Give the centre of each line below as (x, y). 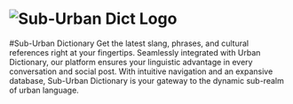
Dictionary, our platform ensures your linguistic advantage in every (131, 62)
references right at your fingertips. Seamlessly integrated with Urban (135, 52)
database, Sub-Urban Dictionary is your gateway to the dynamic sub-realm (146, 80)
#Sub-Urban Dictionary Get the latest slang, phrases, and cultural (129, 43)
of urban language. (44, 90)
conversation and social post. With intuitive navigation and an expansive (141, 71)
